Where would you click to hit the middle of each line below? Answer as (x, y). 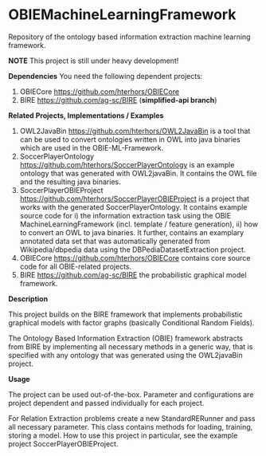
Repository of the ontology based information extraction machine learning (129, 37)
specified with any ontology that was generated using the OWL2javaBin (125, 355)
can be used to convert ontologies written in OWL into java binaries (130, 139)
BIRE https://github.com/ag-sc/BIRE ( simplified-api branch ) (118, 100)
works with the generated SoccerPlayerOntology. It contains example (133, 207)
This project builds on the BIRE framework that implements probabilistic (125, 314)
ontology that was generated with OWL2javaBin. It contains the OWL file (138, 173)
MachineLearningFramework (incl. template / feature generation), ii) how (139, 224)
